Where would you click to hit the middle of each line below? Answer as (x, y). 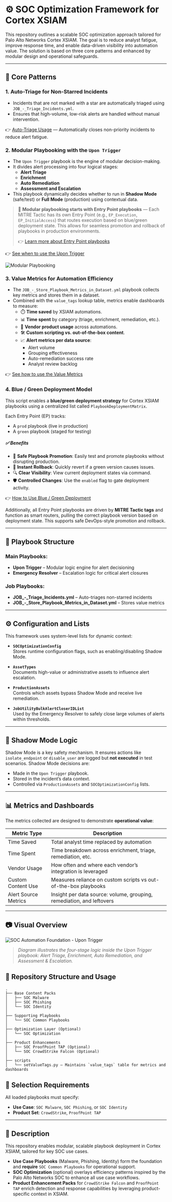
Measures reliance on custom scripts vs (99, 879)
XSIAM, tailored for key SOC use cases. (47, 1151)
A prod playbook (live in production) (50, 426)
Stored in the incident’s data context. (51, 779)
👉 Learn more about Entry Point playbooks (64, 241)
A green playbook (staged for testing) (52, 431)
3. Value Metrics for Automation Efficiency (59, 279)
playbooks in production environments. (59, 231)
